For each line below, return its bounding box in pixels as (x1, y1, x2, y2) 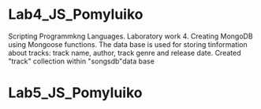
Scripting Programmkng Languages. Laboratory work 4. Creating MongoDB (8, 31, 254, 41)
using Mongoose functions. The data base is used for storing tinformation (8, 39, 248, 49)
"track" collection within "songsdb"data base (8, 56, 155, 66)
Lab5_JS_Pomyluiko (8, 84, 143, 102)
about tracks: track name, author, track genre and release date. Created (8, 48, 241, 57)
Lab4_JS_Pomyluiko (8, 5, 144, 24)
